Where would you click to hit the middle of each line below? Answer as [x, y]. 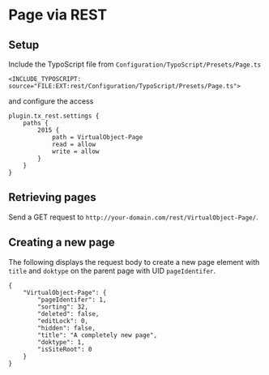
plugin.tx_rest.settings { [54, 116]
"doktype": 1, [61, 342]
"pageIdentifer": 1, [72, 300]
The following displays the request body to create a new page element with [134, 262]
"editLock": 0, [63, 321]
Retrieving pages [52, 197]
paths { [36, 123]
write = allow [75, 151]
